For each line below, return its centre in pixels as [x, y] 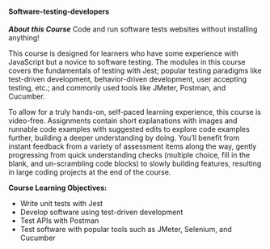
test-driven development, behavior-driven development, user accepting [127, 79]
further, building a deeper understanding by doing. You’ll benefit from [124, 138]
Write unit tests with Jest [61, 204]
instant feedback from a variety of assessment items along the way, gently [133, 146]
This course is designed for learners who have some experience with [123, 53]
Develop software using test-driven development [101, 212]
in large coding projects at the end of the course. [90, 172]
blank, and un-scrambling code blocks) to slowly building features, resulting [135, 164]
